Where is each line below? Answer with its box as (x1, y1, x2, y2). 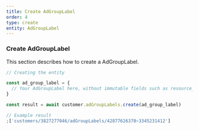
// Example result (6, 112, 52, 118)
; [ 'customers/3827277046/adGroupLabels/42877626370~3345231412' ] (6, 118, 171, 124)
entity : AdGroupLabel (6, 25, 60, 31)
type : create (6, 19, 38, 25)
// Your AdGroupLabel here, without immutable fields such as (11, 86, 168, 92)
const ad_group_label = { (6, 80, 70, 86)
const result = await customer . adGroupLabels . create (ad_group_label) (6, 102, 182, 108)
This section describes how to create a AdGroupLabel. (6, 58, 139, 65)
